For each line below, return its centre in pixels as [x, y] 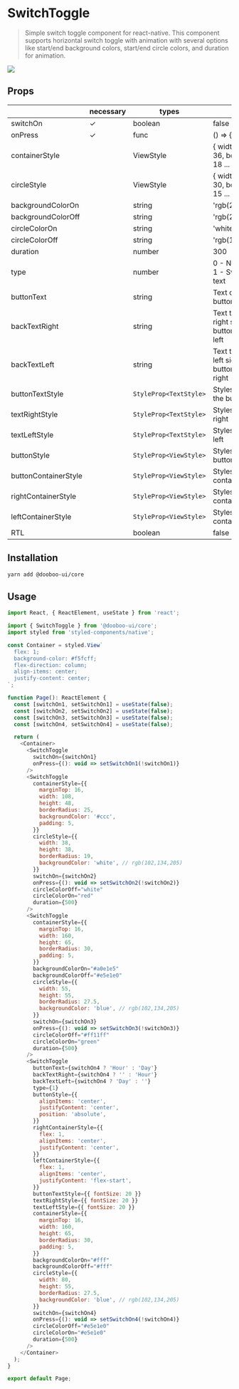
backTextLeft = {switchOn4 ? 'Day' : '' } [92, 1081]
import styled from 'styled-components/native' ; [81, 632]
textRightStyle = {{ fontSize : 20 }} [86, 1200]
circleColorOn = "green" [67, 1042]
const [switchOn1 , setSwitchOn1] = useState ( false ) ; [94, 704]
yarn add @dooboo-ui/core [46, 575]
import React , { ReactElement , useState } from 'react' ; [94, 613]
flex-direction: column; [51, 665]
